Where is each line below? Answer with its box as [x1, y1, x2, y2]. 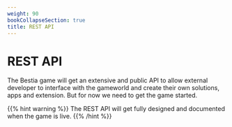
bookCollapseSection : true [7, 17, 86, 24]
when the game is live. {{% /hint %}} [7, 112, 112, 121]
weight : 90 [7, 10, 39, 17]
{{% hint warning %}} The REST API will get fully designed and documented [7, 105, 225, 113]
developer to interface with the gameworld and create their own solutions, [7, 84, 219, 92]
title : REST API [7, 23, 54, 30]
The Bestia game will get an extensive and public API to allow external [7, 76, 208, 84]
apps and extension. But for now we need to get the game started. [7, 91, 197, 100]
